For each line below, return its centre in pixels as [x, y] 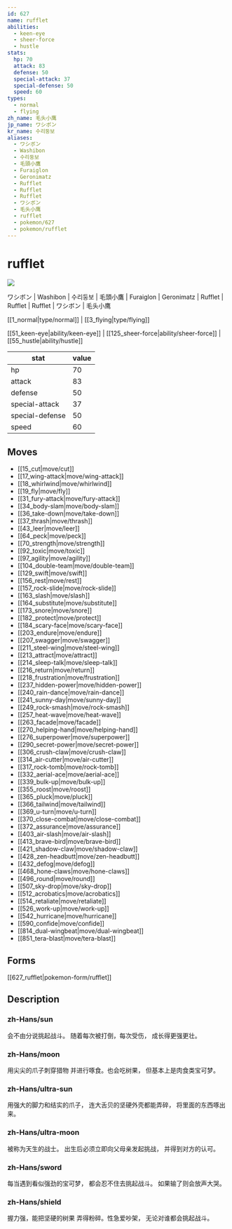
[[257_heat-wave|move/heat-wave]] [69, 715]
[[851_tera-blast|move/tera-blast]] [67, 939]
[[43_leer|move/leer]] [48, 529]
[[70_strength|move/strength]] [61, 544]
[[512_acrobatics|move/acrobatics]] [69, 894]
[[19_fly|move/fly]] [44, 491]
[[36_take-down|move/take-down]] [68, 513]
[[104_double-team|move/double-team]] [76, 566]
